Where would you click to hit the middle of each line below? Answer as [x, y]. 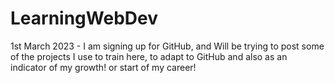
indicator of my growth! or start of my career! [103, 67]
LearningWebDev [84, 18]
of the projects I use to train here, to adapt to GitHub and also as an [149, 56]
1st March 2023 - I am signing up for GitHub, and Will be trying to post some [167, 46]
